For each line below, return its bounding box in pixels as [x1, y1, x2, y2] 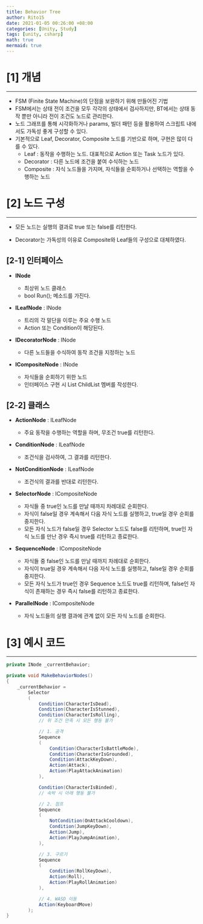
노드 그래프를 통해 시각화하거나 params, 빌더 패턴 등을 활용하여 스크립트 [14, 120, 185, 127]
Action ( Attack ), [49, 763, 91, 769]
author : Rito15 [6, 15, 45, 21]
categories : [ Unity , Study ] [6, 25, 77, 32]
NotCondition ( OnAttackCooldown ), [49, 818, 134, 824]
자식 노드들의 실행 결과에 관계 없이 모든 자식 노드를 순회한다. [24, 612, 166, 620]
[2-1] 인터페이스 [6, 255, 63, 266]
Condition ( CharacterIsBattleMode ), [49, 745, 139, 752]
